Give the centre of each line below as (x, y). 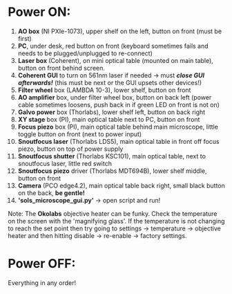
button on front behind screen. (61, 68)
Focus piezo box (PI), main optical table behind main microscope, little (118, 127)
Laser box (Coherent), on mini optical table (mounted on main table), (115, 60)
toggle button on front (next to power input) (80, 134)
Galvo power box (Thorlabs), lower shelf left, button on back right (112, 112)
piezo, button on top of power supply (70, 149)
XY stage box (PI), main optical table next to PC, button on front (109, 119)
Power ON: (39, 12)
